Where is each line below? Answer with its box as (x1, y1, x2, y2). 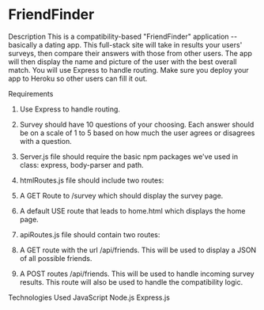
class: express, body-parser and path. (19, 160, 144, 169)
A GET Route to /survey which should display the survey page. (19, 191, 224, 200)
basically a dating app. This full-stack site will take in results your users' (8, 40, 243, 49)
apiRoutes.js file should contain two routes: (19, 229, 160, 239)
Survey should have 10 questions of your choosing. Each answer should (19, 119, 255, 129)
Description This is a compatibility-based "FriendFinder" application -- (8, 32, 238, 41)
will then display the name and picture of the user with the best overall (8, 57, 237, 66)
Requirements (8, 89, 54, 98)
